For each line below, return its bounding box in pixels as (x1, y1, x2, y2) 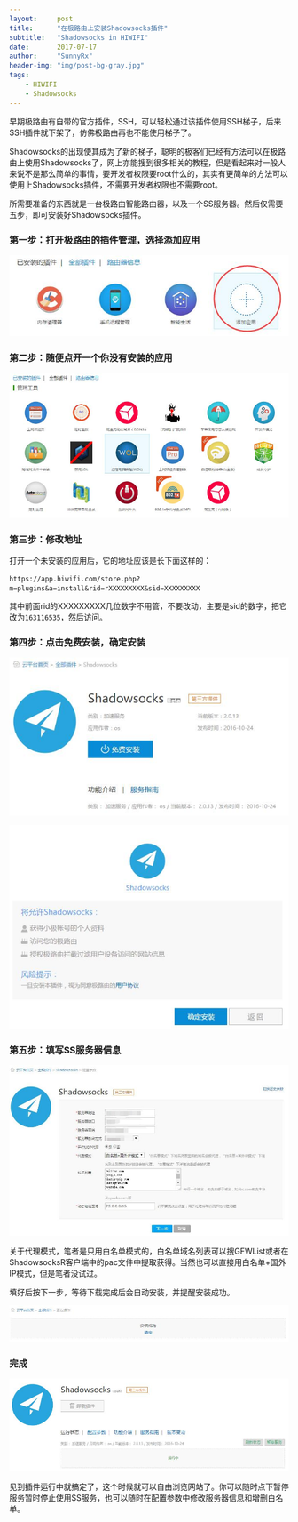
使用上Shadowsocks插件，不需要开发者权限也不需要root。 (9, 179, 223, 190)
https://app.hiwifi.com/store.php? (9, 574, 141, 583)
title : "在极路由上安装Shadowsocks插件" (9, 23, 169, 33)
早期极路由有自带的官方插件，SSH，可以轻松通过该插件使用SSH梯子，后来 (9, 116, 282, 126)
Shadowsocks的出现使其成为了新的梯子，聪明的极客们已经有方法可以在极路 (9, 146, 286, 156)
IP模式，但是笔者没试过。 (9, 1268, 102, 1279)
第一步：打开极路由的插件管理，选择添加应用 (9, 234, 200, 246)
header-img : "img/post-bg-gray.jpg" (9, 61, 145, 70)
